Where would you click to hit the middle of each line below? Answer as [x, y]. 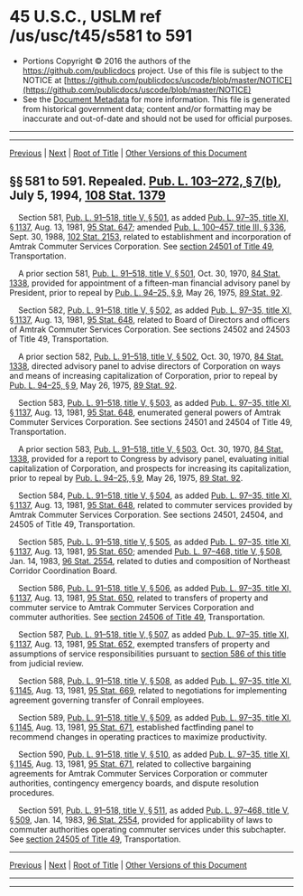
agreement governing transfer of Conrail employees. [107, 700]
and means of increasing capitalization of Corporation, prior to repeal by [143, 375]
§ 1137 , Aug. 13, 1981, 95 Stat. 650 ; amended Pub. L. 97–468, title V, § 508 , [146, 551]
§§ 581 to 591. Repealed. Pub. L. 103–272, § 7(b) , [146, 181]
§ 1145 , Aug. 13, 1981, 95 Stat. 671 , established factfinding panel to [132, 727]
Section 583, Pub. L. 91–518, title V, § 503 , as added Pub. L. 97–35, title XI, [155, 402]
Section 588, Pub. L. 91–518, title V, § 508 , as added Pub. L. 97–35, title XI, [155, 681]
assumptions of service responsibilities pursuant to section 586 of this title [148, 654]
